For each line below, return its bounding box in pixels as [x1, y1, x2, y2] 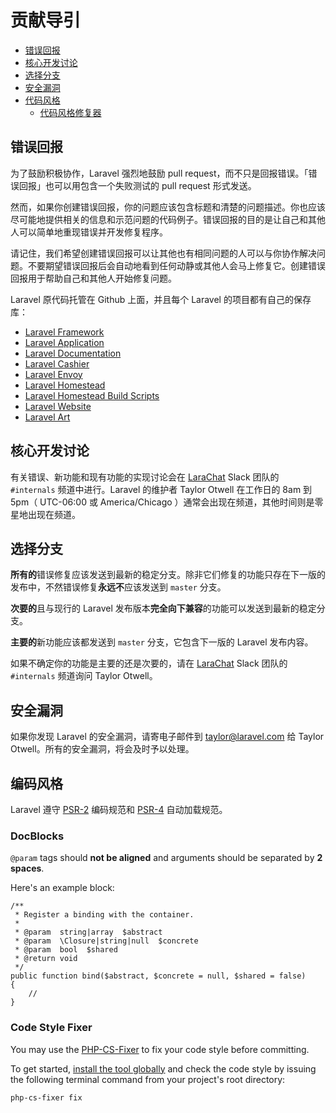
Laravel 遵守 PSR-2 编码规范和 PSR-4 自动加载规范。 [10, 804, 228, 815]
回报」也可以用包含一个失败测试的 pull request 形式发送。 [18, 179, 257, 191]
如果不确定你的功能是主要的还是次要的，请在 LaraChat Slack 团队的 [10, 657, 288, 670]
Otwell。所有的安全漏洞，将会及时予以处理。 [10, 743, 195, 755]
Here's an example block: [10, 882, 115, 894]
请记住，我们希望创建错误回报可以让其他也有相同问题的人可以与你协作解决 [10, 247, 317, 259]
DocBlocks [10, 829, 65, 843]
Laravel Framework [24, 326, 105, 338]
